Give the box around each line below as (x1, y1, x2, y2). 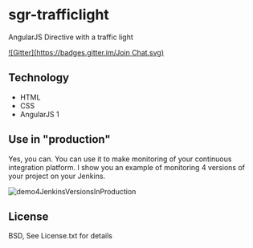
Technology (8, 71, 70, 85)
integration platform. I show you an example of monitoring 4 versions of (8, 162, 245, 172)
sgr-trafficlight (8, 6, 110, 24)
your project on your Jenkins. (8, 171, 106, 181)
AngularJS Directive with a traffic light (8, 32, 134, 42)
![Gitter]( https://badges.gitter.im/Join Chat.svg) (8, 47, 165, 57)
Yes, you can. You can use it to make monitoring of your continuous (8, 154, 232, 164)
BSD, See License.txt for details (8, 231, 112, 241)
